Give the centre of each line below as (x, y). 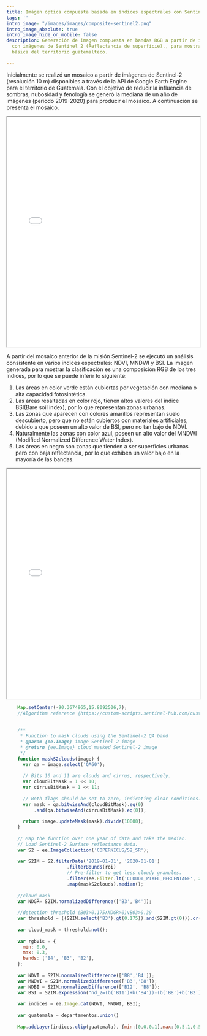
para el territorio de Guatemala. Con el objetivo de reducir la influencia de (99, 88)
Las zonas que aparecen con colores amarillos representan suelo (97, 413)
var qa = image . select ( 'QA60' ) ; (64, 764)
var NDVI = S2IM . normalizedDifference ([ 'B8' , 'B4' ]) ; (86, 975)
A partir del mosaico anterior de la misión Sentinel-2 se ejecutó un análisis (100, 356)
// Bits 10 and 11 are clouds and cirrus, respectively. (97, 776)
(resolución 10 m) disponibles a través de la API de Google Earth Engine (97, 81)
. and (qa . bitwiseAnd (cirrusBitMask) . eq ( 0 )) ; (90, 810)
